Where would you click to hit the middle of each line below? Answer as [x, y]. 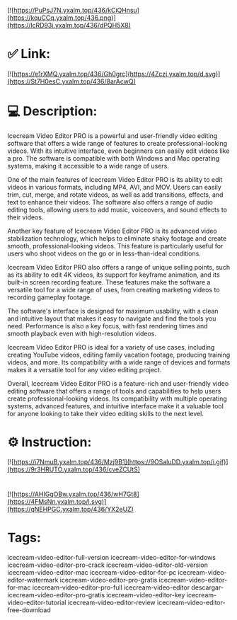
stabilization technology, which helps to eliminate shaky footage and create [117, 238]
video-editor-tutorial [37, 602]
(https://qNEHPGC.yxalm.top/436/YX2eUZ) [71, 509]
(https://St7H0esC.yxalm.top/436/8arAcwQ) [72, 81]
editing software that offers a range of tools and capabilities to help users [114, 391]
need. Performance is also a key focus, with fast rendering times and [108, 326]
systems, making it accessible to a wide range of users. [88, 166]
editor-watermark [33, 580]
